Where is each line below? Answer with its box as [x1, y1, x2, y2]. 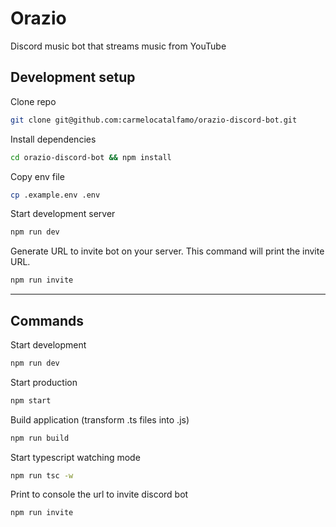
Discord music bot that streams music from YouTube [10, 40, 227, 52]
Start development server [10, 208, 116, 220]
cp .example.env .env [10, 190, 101, 200]
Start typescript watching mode [10, 451, 141, 463]
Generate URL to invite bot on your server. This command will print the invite [10, 245, 325, 257]
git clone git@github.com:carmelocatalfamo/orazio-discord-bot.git [10, 115, 298, 125]
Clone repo [10, 95, 57, 107]
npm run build [10, 433, 70, 443]
